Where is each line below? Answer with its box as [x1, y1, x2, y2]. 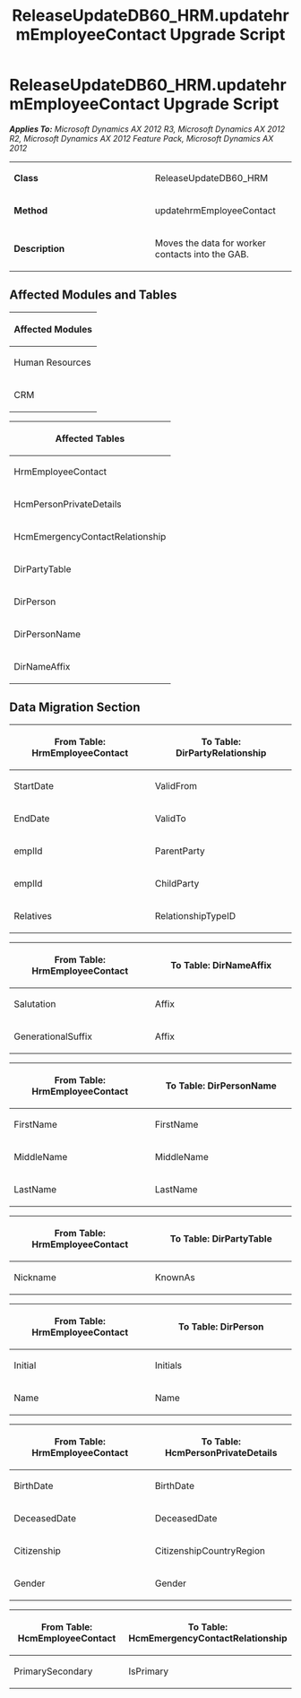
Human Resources [13, 356, 91, 368]
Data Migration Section [9, 700, 141, 715]
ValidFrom [155, 779, 198, 792]
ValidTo [155, 812, 186, 825]
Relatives [13, 909, 52, 922]
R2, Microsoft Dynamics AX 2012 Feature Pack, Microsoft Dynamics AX [9, 133, 274, 143]
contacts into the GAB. [155, 247, 249, 260]
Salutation [13, 997, 56, 1009]
